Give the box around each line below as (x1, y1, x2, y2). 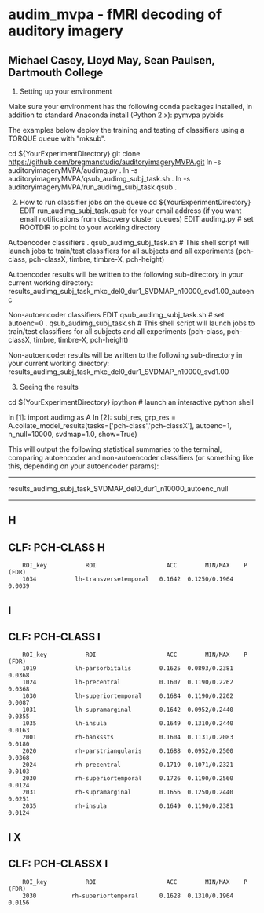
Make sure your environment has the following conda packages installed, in (8, 102, 253, 111)
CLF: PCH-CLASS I (8, 630, 101, 643)
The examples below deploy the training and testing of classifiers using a (8, 126, 245, 134)
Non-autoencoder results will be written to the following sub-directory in (8, 350, 243, 359)
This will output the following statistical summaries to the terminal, (8, 445, 222, 453)
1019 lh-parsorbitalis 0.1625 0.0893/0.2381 (22, 665, 234, 673)
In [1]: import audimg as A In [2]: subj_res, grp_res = (8, 412, 177, 422)
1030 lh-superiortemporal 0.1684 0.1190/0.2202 (22, 692, 234, 700)
